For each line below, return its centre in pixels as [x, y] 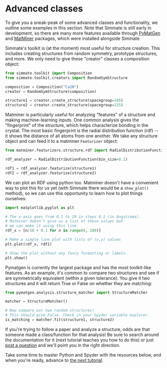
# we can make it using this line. [42, 226]
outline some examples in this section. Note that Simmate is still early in [78, 27]
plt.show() [16, 258]
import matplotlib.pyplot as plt [40, 208]
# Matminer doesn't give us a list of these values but [64, 221]
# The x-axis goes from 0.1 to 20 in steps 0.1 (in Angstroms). [73, 217]
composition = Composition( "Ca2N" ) [42, 87]
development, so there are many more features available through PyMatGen [83, 33]
